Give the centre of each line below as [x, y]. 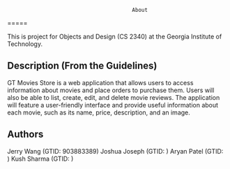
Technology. [25, 44]
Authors [25, 134]
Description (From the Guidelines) [82, 66]
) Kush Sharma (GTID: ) [40, 159]
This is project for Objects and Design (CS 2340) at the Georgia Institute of [115, 36]
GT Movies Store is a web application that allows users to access [100, 82]
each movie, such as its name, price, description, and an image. [99, 112]
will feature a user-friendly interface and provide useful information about [113, 105]
